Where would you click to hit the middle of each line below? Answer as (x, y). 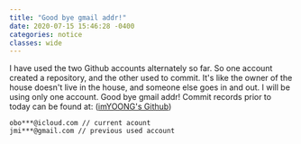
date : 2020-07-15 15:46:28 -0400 (72, 26)
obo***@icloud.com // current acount (80, 123)
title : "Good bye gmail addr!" (68, 18)
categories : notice (46, 34)
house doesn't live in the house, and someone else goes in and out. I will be (150, 87)
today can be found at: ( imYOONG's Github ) (91, 107)
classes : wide (36, 43)
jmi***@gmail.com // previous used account (92, 131)
